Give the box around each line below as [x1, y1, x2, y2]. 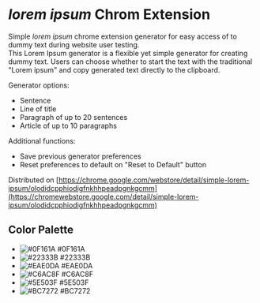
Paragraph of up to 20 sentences [19, 112, 128, 122]
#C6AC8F [61, 269, 93, 279]
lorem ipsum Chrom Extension [8, 6, 211, 24]
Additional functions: [8, 136, 76, 145]
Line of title [19, 104, 57, 114]
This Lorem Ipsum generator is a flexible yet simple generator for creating [8, 48, 248, 58]
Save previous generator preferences [19, 151, 141, 161]
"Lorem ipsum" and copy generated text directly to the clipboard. [8, 65, 220, 74]
